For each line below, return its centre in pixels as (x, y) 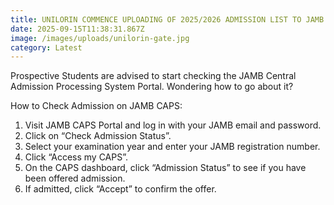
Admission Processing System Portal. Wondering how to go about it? (152, 87)
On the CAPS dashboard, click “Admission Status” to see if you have (165, 168)
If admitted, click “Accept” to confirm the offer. (120, 189)
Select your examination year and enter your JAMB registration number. (172, 147)
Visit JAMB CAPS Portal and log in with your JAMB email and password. (173, 125)
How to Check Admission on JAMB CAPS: (96, 106)
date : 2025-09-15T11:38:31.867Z (77, 29)
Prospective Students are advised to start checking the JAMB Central (153, 76)
